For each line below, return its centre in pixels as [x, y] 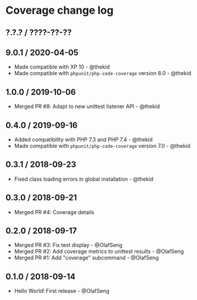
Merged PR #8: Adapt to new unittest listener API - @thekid [87, 106]
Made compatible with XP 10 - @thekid [62, 67]
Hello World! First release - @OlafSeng [62, 291]
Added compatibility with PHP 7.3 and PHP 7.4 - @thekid [83, 140]
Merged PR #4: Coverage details [54, 212]
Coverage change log [60, 10]
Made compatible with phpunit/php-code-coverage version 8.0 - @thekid [103, 73]
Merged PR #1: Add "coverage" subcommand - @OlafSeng [86, 258]
